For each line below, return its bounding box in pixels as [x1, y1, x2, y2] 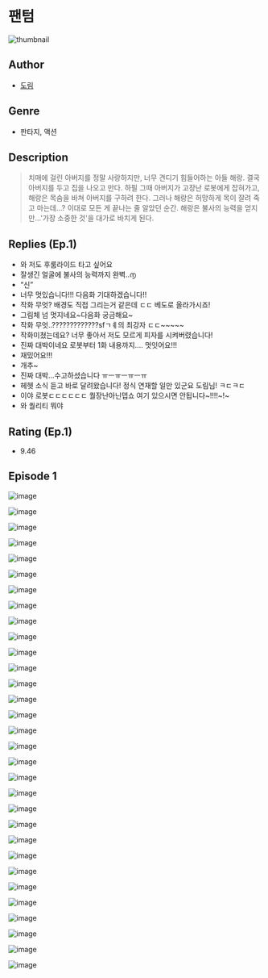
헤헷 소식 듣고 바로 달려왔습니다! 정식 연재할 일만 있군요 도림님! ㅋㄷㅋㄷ [19, 381, 245, 391]
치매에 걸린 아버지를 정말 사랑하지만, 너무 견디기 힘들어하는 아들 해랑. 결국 [27, 173, 260, 182]
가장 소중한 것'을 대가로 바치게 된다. [42, 213, 155, 223]
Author [8, 58, 44, 72]
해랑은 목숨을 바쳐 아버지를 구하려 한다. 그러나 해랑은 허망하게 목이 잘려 [27, 193, 252, 203]
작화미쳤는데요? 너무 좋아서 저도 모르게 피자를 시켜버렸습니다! [19, 330, 213, 340]
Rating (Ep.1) [8, 424, 72, 438]
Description [8, 150, 68, 164]
